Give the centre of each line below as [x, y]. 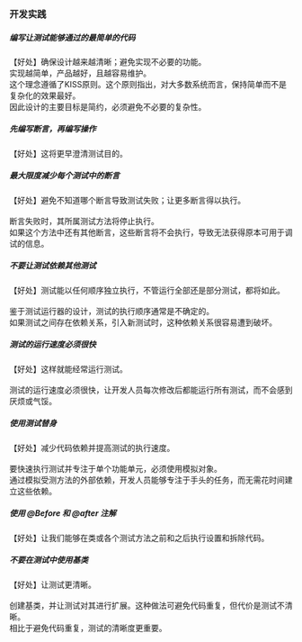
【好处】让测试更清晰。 [53, 584]
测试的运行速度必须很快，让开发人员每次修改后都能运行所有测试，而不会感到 [151, 390]
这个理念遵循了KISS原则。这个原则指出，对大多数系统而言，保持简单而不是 [148, 84]
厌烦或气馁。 [33, 401]
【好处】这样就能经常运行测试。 [68, 369]
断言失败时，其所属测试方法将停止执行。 [84, 221]
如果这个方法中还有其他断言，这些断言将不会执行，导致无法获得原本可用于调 [151, 232]
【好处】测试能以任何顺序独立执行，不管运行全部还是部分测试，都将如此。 [147, 290]
